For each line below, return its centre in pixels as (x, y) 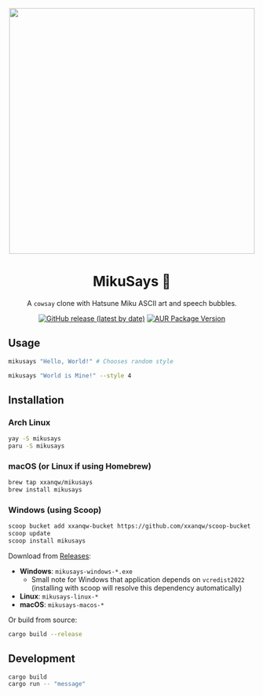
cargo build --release (45, 634)
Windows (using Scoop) (55, 510)
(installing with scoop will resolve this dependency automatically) (137, 587)
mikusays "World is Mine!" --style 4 (70, 376)
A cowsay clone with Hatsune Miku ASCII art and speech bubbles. (132, 303)
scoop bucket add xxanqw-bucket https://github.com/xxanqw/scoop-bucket (130, 526)
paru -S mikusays (37, 446)
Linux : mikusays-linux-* (59, 596)
